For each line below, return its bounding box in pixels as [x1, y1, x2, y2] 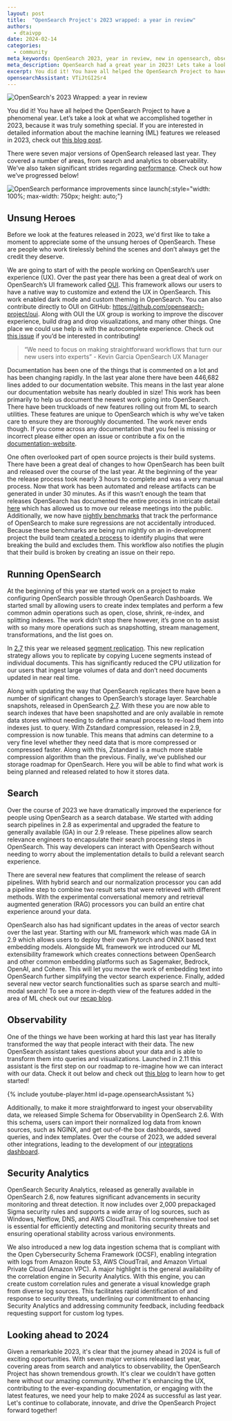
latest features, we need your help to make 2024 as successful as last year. [7, 1391, 222, 1400]
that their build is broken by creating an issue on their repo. [7, 549, 175, 557]
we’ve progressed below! [7, 171, 79, 180]
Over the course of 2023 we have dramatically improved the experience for [7, 805, 222, 814]
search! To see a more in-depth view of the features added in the [26, 986, 212, 995]
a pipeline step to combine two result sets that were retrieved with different [7, 885, 221, 893]
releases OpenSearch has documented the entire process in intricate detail [7, 497, 220, 505]
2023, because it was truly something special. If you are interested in [7, 122, 204, 130]
